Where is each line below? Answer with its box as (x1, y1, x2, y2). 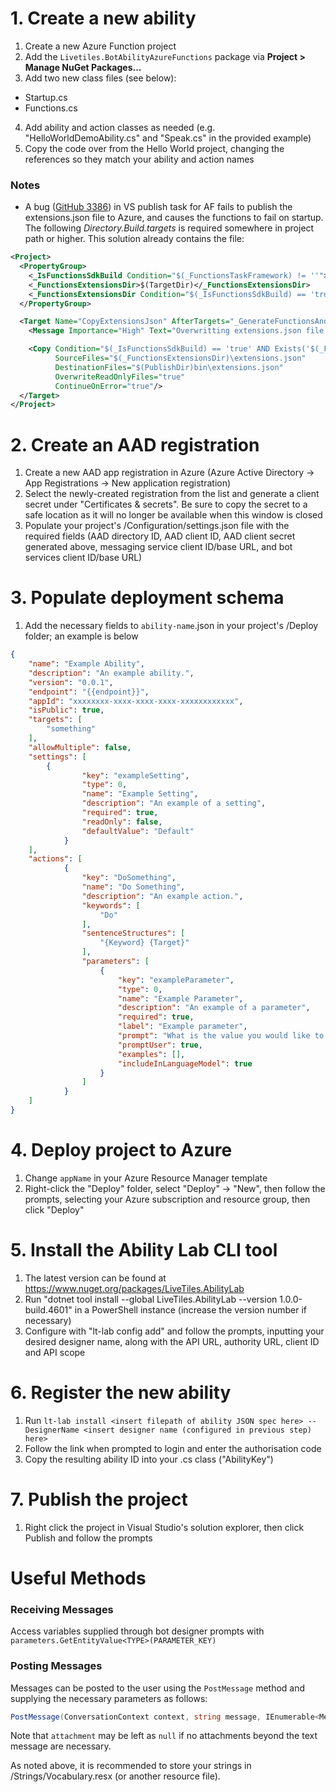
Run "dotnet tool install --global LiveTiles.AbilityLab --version (24, 1293, 278, 1305)
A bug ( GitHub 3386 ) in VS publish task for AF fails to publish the (24, 201, 293, 213)
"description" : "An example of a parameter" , (117, 1003, 311, 1013)
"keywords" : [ (81, 900, 141, 911)
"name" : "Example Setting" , (81, 789, 199, 799)
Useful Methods (10, 1567, 147, 1589)
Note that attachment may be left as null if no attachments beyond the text (10, 1730, 318, 1742)
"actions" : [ (28, 854, 83, 864)
